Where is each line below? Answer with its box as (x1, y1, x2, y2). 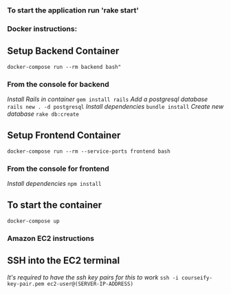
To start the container (7, 199, 102, 211)
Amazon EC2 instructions (7, 233, 95, 243)
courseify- (181, 274, 213, 281)
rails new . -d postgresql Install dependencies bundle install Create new (7, 102, 224, 110)
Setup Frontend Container (7, 129, 121, 141)
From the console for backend (7, 79, 109, 89)
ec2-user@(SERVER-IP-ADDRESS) (47, 280, 134, 287)
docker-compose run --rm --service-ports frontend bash (7, 147, 170, 155)
